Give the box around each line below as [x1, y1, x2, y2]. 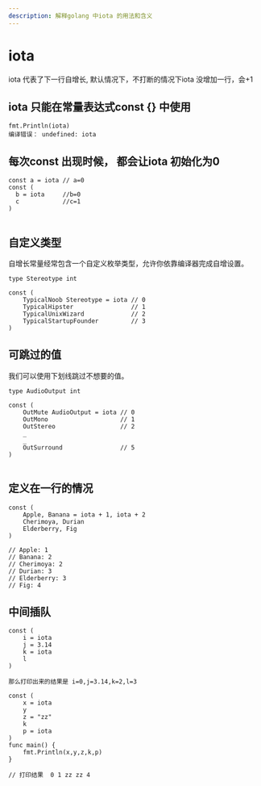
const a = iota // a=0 [8, 177, 85, 185]
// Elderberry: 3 [8, 574, 67, 582]
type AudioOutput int [8, 387, 81, 395]
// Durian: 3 [8, 567, 52, 575]
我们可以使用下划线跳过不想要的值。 [8, 370, 129, 380]
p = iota [23, 727, 52, 735]
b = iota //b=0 [15, 190, 81, 199]
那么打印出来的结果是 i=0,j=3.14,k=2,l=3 [8, 678, 137, 686]
